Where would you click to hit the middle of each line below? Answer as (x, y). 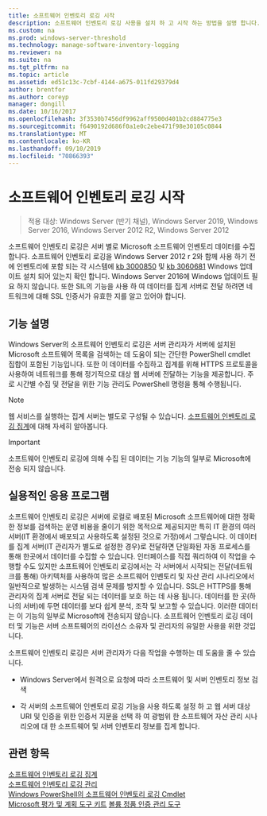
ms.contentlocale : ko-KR (49, 141)
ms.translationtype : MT (48, 133)
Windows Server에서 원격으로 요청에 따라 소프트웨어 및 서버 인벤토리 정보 (135, 679)
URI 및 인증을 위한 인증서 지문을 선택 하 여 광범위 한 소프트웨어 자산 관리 (131, 716)
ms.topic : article (39, 75)
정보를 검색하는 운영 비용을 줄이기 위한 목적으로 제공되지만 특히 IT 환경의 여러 (136, 526)
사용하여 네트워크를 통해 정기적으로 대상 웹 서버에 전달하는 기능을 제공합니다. (127, 374)
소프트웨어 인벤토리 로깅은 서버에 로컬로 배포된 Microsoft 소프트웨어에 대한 (124, 516)
